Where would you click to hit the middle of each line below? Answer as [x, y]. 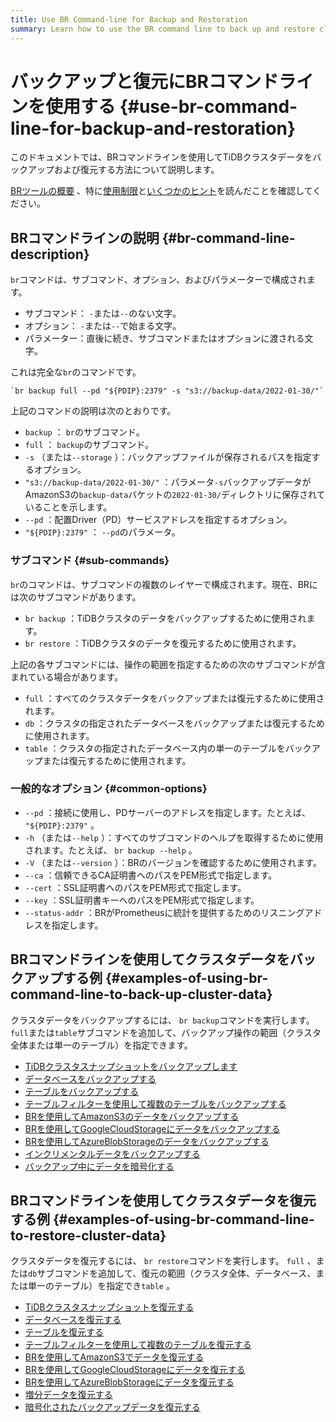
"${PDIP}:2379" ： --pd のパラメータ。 [102, 532]
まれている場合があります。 [67, 677]
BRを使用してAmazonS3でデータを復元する [114, 1357]
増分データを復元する [68, 1395]
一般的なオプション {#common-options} [109, 789]
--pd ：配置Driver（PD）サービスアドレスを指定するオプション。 [158, 520]
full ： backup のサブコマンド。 [89, 445]
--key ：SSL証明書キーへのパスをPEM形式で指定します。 [142, 900]
